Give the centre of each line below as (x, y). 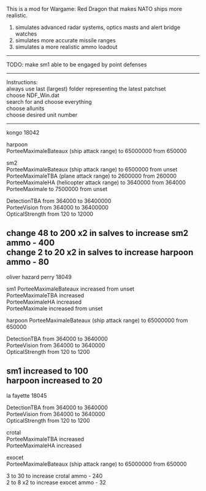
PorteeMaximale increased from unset (55, 308)
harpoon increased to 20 (55, 381)
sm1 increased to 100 (48, 371)
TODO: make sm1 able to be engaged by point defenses (77, 65)
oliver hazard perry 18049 (39, 277)
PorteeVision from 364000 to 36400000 (58, 207)
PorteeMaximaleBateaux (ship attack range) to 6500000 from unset (92, 169)
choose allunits (25, 108)
